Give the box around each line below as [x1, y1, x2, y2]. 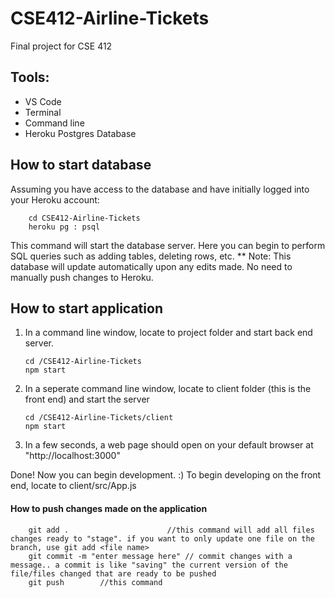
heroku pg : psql [28, 222, 101, 232]
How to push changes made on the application [10, 502, 208, 514]
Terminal [24, 106, 62, 118]
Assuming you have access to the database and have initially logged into [10, 183, 310, 195]
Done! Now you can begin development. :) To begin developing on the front [10, 469, 322, 481]
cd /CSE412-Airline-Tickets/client [24, 413, 174, 423]
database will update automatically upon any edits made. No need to [10, 260, 293, 272]
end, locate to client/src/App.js [10, 480, 137, 492]
